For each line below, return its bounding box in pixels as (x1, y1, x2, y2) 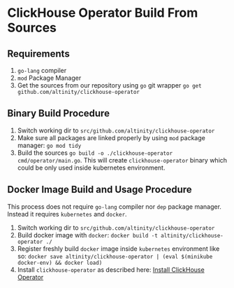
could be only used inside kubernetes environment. (17, 163, 166, 172)
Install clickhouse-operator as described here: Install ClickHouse (17, 265, 205, 274)
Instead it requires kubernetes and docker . (7, 210, 127, 218)
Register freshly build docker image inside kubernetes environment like (17, 244, 220, 253)
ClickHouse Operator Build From (7, 5, 198, 21)
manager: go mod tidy (17, 141, 82, 149)
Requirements (7, 48, 70, 60)
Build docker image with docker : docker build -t (17, 231, 159, 239)
